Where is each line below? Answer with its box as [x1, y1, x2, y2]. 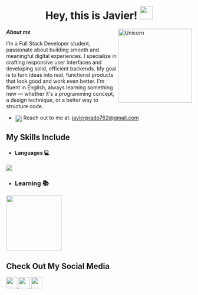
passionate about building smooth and [6, 46, 99, 53]
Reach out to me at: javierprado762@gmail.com [23, 114, 139, 121]
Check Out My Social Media [6, 261, 110, 271]
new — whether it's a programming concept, [6, 90, 115, 97]
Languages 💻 [14, 149, 49, 156]
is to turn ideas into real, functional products [6, 71, 114, 78]
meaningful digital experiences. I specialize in [6, 52, 117, 59]
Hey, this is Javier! [45, 9, 137, 22]
